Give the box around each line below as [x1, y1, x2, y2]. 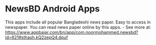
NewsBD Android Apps [5, 3, 100, 14]
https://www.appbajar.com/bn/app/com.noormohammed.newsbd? [5, 29, 138, 35]
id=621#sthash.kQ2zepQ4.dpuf [5, 34, 68, 40]
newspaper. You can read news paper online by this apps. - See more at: [5, 24, 151, 30]
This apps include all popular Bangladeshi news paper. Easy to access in [5, 19, 151, 25]
